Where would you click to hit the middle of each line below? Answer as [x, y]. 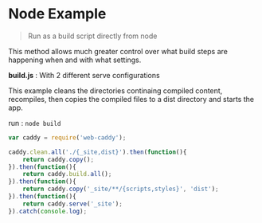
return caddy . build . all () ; [67, 174]
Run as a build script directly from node [92, 36]
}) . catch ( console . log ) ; [48, 211]
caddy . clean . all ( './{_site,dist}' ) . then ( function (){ [98, 152]
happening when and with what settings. [75, 60]
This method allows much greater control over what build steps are [118, 51]
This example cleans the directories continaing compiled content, [115, 90]
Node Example [57, 14]
